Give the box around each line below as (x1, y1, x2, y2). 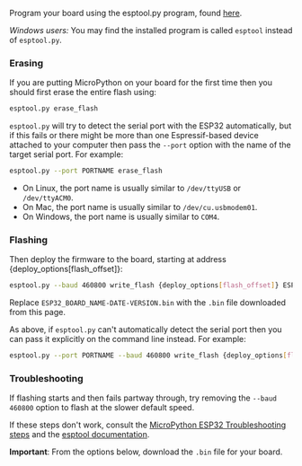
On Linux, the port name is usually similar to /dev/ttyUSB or (22, 183, 241, 194)
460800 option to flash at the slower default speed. (9, 402, 195, 413)
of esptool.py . (9, 35, 63, 45)
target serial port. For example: (9, 149, 124, 160)
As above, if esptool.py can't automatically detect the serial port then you (9, 324, 282, 335)
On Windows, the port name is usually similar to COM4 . (22, 211, 220, 223)
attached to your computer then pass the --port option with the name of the (9, 139, 292, 151)
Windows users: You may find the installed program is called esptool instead (9, 25, 293, 35)
